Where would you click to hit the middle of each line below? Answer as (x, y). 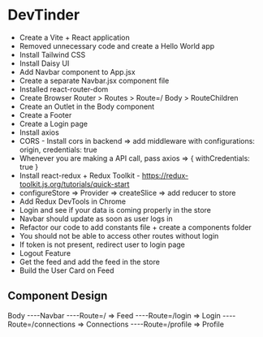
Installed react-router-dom (64, 89)
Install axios (39, 132)
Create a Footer (45, 114)
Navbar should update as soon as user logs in (96, 218)
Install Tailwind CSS (52, 54)
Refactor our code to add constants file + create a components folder (136, 227)
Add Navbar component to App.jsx (77, 71)
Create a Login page (54, 123)
